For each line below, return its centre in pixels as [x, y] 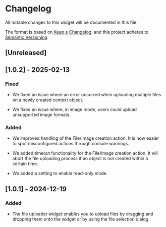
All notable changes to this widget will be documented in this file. [71, 22]
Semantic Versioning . [27, 37]
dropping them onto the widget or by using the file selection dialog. [81, 219]
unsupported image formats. [41, 115]
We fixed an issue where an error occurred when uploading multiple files [86, 95]
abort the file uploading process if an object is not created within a [80, 159]
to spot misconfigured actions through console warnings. [71, 144]
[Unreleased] [26, 53]
